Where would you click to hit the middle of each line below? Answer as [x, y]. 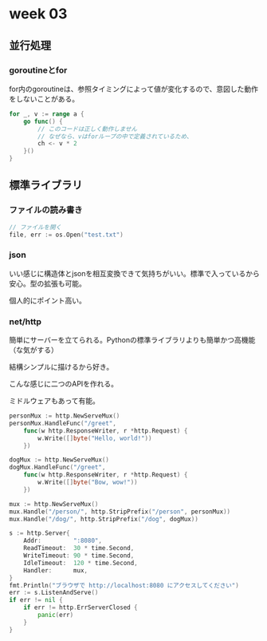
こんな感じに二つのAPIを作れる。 [64, 384]
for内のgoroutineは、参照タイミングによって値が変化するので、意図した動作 [133, 89]
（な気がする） [33, 350]
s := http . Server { [39, 533]
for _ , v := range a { [47, 114]
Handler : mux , [56, 570]
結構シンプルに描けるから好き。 [61, 367]
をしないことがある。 [44, 99]
